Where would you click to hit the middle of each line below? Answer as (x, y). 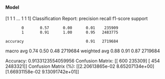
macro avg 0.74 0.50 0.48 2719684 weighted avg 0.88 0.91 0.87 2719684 (83, 51)
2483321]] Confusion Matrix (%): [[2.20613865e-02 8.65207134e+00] (80, 66)
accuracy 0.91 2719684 (62, 42)
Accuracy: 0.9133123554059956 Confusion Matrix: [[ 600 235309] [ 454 (83, 61)
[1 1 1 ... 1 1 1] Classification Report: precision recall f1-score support (77, 18)
